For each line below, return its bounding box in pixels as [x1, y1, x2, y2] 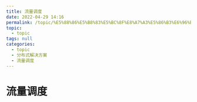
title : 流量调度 [6, 8, 42, 15]
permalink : [6, 19, 33, 25]
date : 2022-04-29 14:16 [6, 14, 64, 20]
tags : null [6, 36, 33, 42]
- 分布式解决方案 [11, 52, 47, 58]
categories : [6, 42, 35, 47]
